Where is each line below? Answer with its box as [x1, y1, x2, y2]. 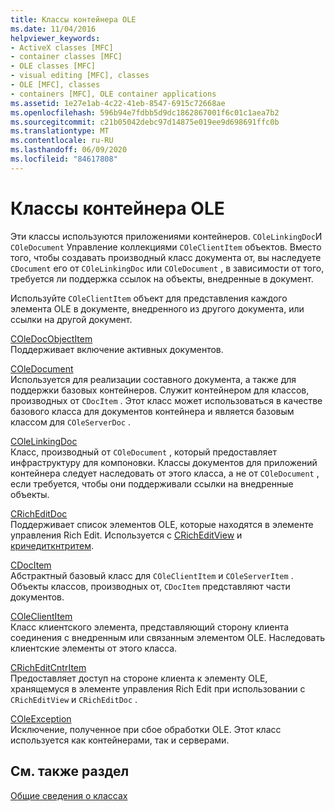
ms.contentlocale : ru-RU [10, 136, 114, 146]
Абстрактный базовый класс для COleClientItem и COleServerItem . [10, 569, 294, 581]
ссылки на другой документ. [10, 313, 133, 325]
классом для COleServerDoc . [10, 416, 132, 428]
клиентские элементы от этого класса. [10, 642, 178, 654]
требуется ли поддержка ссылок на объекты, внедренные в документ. [10, 272, 314, 285]
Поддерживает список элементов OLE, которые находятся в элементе [10, 518, 314, 530]
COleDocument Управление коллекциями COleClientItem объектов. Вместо [10, 241, 322, 253]
